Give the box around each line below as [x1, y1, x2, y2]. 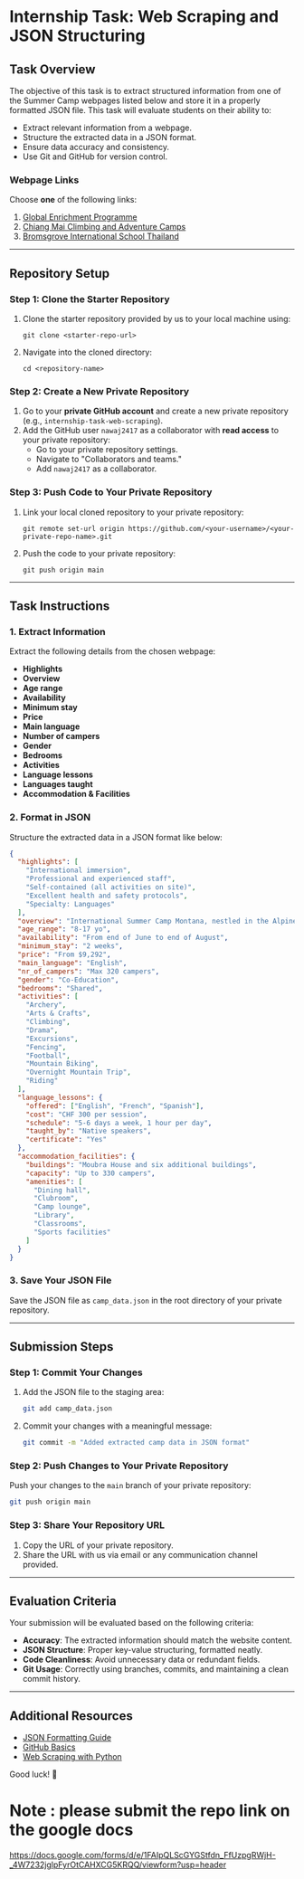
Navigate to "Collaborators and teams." [35, 454, 183, 465]
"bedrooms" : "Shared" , [17, 983, 103, 992]
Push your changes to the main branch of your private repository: [9, 1480, 252, 1491]
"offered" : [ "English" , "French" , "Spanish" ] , [25, 1101, 204, 1110]
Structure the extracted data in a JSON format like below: [9, 831, 223, 842]
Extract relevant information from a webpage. [22, 122, 193, 133]
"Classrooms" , [33, 1219, 88, 1229]
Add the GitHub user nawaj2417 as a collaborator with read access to [22, 425, 279, 436]
